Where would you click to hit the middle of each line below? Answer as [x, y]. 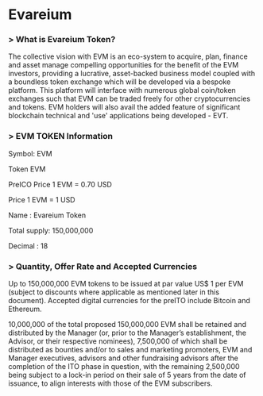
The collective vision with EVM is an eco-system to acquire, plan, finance [128, 56]
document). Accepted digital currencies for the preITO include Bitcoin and [129, 301]
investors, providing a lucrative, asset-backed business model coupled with [132, 74]
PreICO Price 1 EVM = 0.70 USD [60, 184]
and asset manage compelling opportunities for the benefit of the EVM [124, 65]
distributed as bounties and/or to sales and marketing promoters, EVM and [130, 350]
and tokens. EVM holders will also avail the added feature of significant [124, 107]
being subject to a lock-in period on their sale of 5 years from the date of [127, 375]
